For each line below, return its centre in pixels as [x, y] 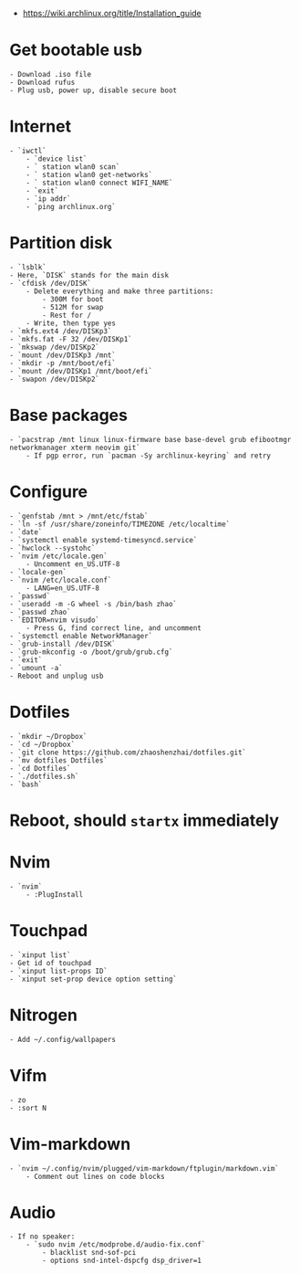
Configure [49, 491]
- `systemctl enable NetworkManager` [81, 636]
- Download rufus [42, 82]
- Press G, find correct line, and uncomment [114, 628]
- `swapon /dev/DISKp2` [55, 379]
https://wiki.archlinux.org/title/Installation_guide [112, 13]
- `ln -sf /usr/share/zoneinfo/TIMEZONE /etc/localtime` [120, 524]
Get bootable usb [76, 50]
